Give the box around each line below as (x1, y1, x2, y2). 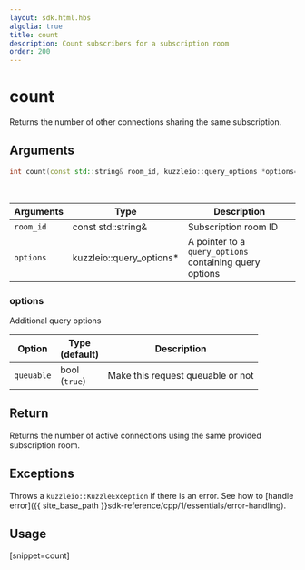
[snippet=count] (9, 550, 70, 561)
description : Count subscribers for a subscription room (9, 38, 230, 48)
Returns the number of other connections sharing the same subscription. (9, 117, 282, 127)
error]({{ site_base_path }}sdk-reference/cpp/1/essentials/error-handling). (9, 500, 287, 511)
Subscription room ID (187, 220, 279, 233)
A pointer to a (187, 235, 246, 248)
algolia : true (9, 22, 64, 31)
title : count (9, 30, 59, 39)
